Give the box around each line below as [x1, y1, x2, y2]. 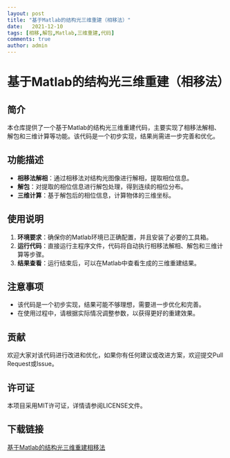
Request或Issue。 [7, 360, 58, 368]
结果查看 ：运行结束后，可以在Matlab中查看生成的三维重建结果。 [17, 258, 200, 267]
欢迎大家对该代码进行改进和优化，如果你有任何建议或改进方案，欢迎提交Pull [7, 351, 223, 359]
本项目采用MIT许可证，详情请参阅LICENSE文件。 [7, 401, 146, 410]
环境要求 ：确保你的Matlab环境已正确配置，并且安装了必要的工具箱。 [17, 233, 213, 241]
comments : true [7, 36, 51, 43]
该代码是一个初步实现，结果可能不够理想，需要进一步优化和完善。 [17, 300, 205, 309]
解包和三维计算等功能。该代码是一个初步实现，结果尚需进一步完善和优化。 [7, 132, 219, 140]
